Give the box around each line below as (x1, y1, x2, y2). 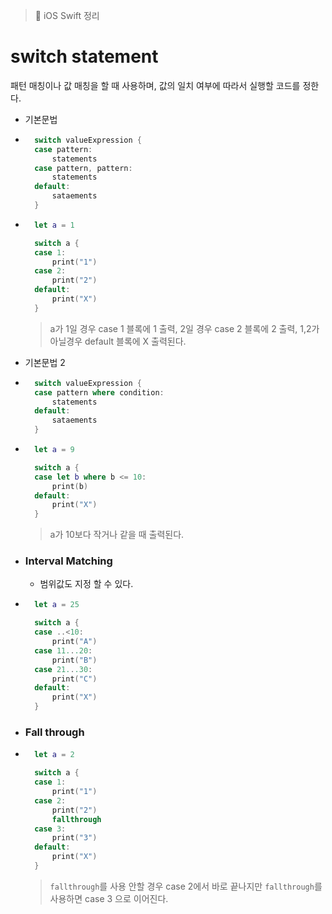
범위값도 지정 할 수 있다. (39, 578, 134, 590)
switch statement (10, 45, 159, 68)
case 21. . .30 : (34, 664, 93, 674)
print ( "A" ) (51, 637, 98, 647)
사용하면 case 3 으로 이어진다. (49, 892, 169, 904)
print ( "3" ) (51, 833, 98, 843)
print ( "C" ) (51, 674, 98, 684)
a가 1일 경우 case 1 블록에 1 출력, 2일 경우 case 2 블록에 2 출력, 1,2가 (49, 322, 320, 334)
